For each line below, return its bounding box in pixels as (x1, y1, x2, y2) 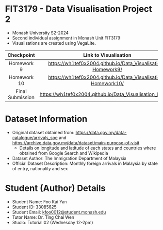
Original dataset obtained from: (12, 129, 75, 135)
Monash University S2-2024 (12, 30, 69, 35)
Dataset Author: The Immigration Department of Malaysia (12, 155, 127, 161)
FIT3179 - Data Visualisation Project (5, 3, 152, 15)
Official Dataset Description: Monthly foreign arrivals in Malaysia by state (12, 160, 158, 166)
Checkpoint (7, 52, 35, 58)
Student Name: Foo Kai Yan (12, 198, 67, 205)
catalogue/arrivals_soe (12, 135, 58, 141)
